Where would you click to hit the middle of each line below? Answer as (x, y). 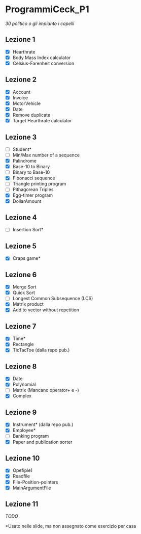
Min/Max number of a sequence (46, 155)
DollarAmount (27, 201)
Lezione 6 (21, 274)
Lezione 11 (22, 504)
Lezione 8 (21, 366)
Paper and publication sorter (42, 442)
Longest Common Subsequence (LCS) (53, 299)
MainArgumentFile (32, 488)
